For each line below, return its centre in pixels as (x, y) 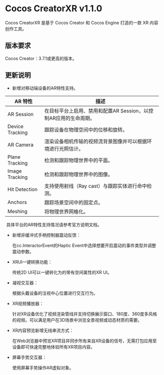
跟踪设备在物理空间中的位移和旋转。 (86, 130)
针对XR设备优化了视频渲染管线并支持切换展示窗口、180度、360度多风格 (84, 314)
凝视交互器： (25, 283)
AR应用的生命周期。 (72, 118)
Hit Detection (22, 189)
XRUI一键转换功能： (32, 262)
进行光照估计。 (66, 149)
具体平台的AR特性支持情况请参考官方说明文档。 (54, 224)
